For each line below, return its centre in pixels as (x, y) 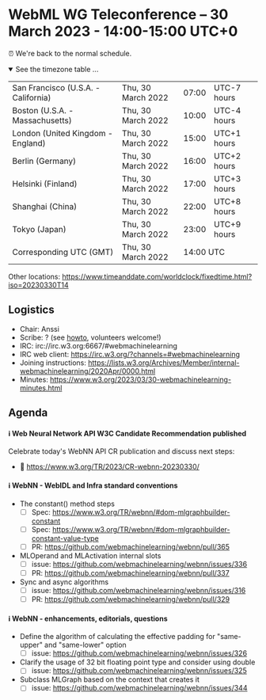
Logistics (31, 310)
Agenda (28, 413)
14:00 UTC (204, 252)
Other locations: (34, 276)
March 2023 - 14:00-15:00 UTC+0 (123, 31)
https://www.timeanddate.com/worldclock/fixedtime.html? (157, 276)
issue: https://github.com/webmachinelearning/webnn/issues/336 (139, 564)
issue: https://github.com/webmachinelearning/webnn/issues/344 (139, 688)
